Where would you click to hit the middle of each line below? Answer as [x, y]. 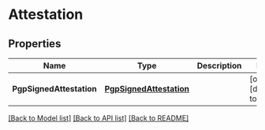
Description [219, 66]
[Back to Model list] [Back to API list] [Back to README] [99, 118]
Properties [35, 44]
